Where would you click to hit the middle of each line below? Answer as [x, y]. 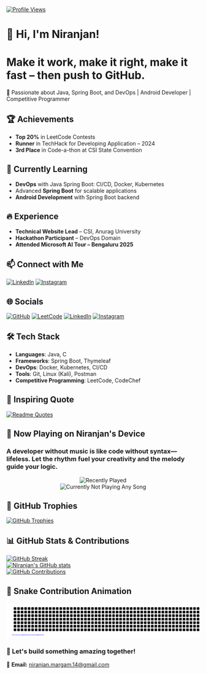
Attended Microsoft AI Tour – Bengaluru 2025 [74, 244]
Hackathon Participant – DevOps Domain [68, 238]
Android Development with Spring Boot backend [77, 197]
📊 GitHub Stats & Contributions [68, 541]
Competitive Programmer [38, 99]
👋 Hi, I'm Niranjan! [53, 34]
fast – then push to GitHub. [76, 75]
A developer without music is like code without [78, 452]
